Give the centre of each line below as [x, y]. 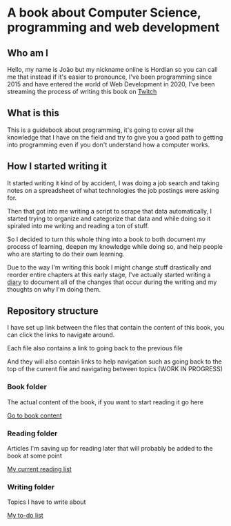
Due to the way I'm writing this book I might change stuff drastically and [109, 267]
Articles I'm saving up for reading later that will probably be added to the [110, 449]
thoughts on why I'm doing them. [54, 289]
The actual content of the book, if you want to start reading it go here [105, 402]
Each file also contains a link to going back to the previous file [95, 348]
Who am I [28, 53]
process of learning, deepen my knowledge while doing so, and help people [115, 246]
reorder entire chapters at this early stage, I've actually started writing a [109, 274]
